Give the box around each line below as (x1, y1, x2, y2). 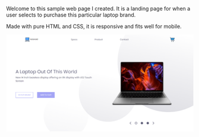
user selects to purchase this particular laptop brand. (6, 11, 136, 18)
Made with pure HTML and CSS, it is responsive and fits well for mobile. (6, 23, 182, 30)
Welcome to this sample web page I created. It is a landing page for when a (6, 5, 191, 12)
